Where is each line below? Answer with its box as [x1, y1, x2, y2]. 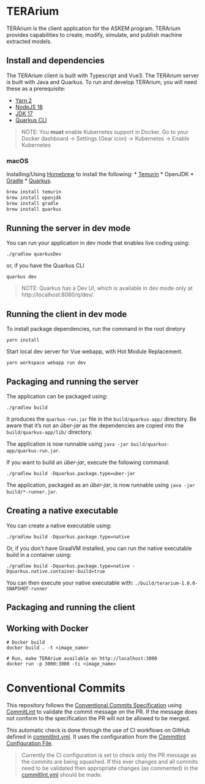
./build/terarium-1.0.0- [134, 580, 198, 586]
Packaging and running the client [6, 602, 136, 613]
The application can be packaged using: [6, 392, 108, 400]
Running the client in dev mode [6, 309, 127, 319]
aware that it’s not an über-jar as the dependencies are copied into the [6, 422, 184, 429]
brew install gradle [6, 200, 59, 206]
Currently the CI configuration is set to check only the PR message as [21, 751, 197, 759]
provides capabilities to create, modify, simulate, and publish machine [6, 31, 182, 38]
